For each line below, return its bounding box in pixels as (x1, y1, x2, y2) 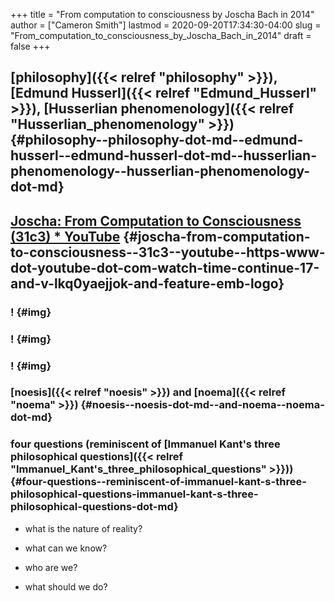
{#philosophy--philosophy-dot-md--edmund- (10, 132, 304, 149)
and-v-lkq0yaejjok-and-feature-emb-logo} (10, 275, 285, 292)
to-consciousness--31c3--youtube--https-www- (10, 244, 326, 261)
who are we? (24, 561, 78, 573)
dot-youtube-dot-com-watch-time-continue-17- (10, 259, 320, 276)
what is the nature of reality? (24, 522, 143, 534)
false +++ (10, 40, 51, 52)
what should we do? (24, 580, 108, 593)
